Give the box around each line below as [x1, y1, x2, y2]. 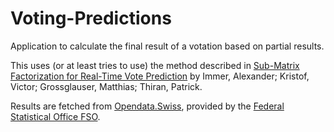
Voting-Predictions [10, 7, 172, 30]
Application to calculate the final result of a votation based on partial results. [10, 40, 325, 52]
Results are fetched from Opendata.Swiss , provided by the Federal [10, 100, 285, 112]
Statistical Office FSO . [10, 110, 101, 122]
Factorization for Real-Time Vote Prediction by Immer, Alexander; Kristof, [10, 70, 310, 82]
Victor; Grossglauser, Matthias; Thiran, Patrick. [10, 80, 203, 92]
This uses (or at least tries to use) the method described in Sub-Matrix [10, 59, 300, 71]
